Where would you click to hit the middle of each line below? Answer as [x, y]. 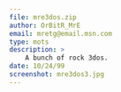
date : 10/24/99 [37, 67]
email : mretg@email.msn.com [61, 33]
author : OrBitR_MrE [45, 25]
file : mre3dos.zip [43, 17]
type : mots [29, 42]
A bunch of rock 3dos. [67, 58]
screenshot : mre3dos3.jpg [57, 74]
